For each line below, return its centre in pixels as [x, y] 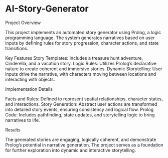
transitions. [17, 48]
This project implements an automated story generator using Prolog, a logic [83, 32]
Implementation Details [29, 89]
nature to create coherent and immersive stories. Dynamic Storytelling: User [84, 69]
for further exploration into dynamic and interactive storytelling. [71, 150]
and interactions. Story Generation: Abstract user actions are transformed [81, 104]
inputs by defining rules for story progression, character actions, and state [82, 43]
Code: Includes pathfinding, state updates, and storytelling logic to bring [80, 115]
